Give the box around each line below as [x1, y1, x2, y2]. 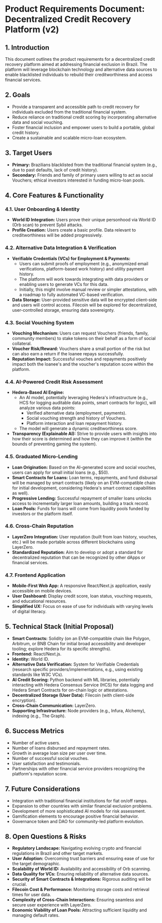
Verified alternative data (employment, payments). [26, 410, 127, 416]
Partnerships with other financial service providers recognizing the [12, 766, 145, 772]
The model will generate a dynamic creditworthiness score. [19, 426, 138, 432]
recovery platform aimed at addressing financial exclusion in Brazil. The [5, 62, 147, 67]
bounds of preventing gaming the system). [12, 441, 97, 447]
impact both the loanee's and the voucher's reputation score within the [12, 361, 154, 367]
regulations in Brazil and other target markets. [12, 851, 103, 856]
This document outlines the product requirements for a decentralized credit [5, 56, 155, 62]
